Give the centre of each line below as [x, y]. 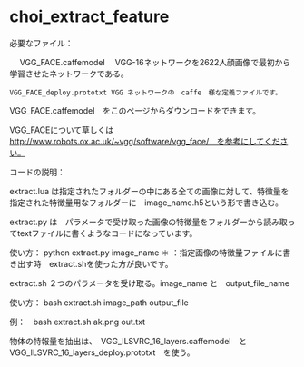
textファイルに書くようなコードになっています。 [107, 233]
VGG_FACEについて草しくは [62, 130]
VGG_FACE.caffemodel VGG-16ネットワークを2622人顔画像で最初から [155, 62]
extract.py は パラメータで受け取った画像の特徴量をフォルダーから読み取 [148, 222]
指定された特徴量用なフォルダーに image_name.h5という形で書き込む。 [147, 203]
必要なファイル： [41, 43]
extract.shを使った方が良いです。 [111, 263]
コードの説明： [37, 172]
